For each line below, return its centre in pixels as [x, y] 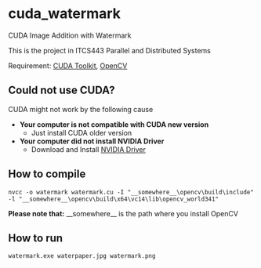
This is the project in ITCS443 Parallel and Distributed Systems [110, 50]
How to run [36, 238]
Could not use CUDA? [62, 91]
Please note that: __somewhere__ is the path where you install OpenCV [123, 213]
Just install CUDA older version [82, 132]
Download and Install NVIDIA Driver [89, 149]
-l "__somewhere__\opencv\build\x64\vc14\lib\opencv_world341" [114, 199]
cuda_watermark [65, 14]
